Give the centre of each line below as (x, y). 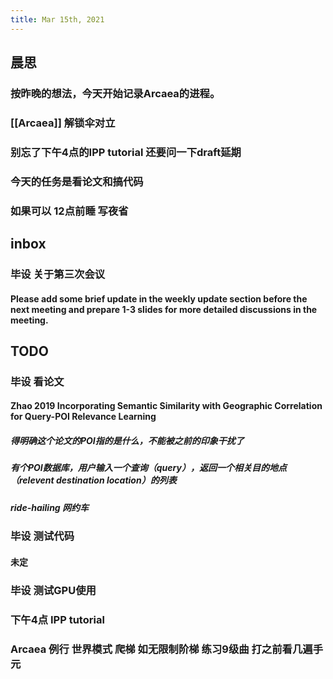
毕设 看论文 (37, 381)
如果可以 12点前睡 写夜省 (69, 211)
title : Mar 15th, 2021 (57, 19)
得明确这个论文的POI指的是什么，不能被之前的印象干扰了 (127, 441)
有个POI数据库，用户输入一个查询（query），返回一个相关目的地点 (148, 468)
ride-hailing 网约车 (50, 507)
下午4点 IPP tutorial (57, 619)
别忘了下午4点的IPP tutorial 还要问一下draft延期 (126, 152)
